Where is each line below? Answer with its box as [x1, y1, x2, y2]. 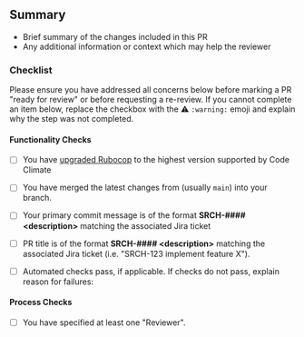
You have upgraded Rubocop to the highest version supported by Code [22, 154, 290, 165]
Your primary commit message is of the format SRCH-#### [22, 210, 247, 221]
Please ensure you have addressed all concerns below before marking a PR [9, 84, 292, 95]
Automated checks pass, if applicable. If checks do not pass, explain [22, 265, 279, 276]
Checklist [9, 64, 53, 76]
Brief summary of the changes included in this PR [22, 31, 209, 42]
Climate [22, 164, 52, 175]
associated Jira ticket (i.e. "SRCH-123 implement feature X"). [22, 248, 250, 259]
